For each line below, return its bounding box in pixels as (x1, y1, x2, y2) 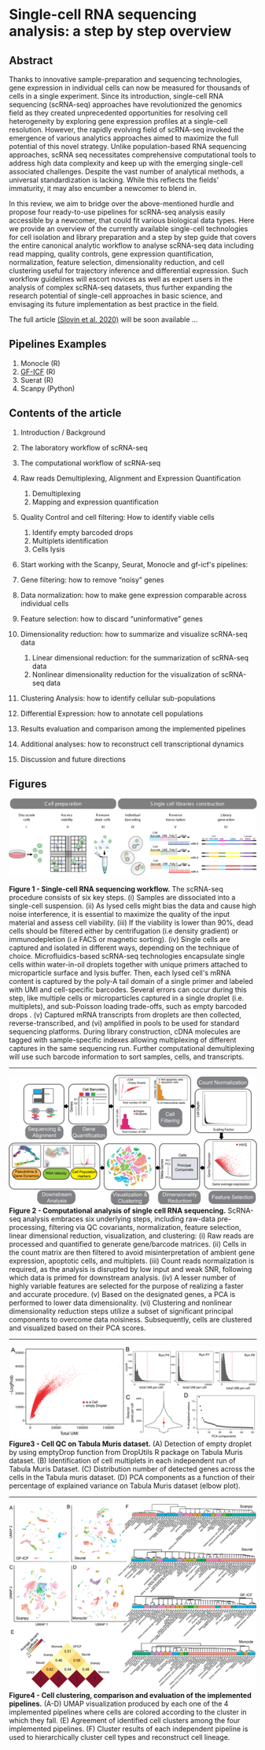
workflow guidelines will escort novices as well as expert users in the (9, 275, 233, 283)
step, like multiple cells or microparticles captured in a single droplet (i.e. (9, 993, 245, 1003)
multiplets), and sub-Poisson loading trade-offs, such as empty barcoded (9, 1001, 247, 1011)
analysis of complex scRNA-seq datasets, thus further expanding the (9, 282, 233, 292)
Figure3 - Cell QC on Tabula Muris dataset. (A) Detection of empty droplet (9, 1438, 252, 1449)
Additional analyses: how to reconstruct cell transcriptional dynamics (20, 739, 245, 749)
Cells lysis (31, 544, 65, 554)
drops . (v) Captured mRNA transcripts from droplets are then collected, (9, 1010, 242, 1019)
